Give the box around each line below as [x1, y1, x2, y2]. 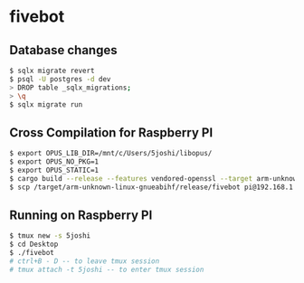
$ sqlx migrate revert [9, 66, 95, 75]
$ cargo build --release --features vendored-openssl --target [9, 174, 253, 183]
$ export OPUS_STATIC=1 [9, 165, 100, 175]
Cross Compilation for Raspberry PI [9, 125, 214, 140]
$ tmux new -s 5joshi [9, 231, 91, 241]
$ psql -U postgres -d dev [9, 74, 111, 83]
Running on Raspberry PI [9, 207, 153, 222]
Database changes [9, 42, 118, 58]
